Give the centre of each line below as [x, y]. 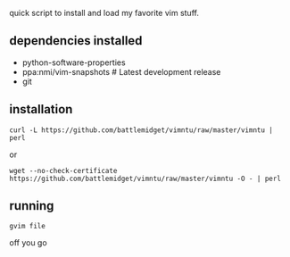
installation [41, 109]
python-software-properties [74, 62]
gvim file [28, 227]
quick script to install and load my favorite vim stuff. [104, 13]
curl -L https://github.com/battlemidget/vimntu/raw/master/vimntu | [141, 130]
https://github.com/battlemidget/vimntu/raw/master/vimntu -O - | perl [145, 178]
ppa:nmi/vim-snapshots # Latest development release [121, 71]
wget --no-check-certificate [63, 170]
